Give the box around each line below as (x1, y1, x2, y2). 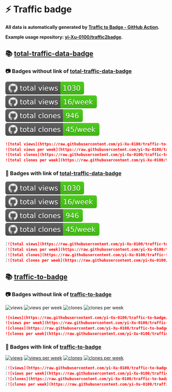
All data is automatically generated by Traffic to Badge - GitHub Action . (5, 24, 160, 30)
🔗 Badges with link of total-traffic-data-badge (5, 170, 122, 177)
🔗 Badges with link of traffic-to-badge (5, 343, 101, 350)
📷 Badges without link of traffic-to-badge (5, 291, 112, 298)
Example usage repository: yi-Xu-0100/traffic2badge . (5, 34, 123, 40)
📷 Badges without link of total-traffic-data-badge (5, 68, 132, 75)
